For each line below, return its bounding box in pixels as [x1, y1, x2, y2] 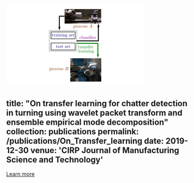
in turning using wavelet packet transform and [6, 107, 183, 118]
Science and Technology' [6, 154, 104, 164]
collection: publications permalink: [6, 126, 140, 137]
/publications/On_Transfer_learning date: [6, 136, 164, 146]
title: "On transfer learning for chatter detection [6, 98, 187, 109]
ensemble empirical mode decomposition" [6, 117, 169, 127]
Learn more [6, 170, 35, 178]
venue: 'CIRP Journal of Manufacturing [30, 145, 180, 155]
